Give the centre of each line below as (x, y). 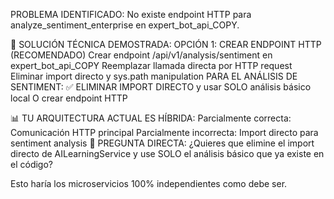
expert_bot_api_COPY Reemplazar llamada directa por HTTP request (151, 65)
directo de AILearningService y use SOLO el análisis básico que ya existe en (167, 153)
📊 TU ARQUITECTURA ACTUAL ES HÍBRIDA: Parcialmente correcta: (151, 118)
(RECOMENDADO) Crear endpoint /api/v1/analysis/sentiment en (141, 55)
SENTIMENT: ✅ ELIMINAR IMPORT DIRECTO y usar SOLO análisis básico (161, 87)
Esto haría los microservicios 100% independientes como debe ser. (149, 183)
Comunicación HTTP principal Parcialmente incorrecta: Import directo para (164, 132)
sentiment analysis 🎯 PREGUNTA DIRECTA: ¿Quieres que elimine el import (162, 143)
